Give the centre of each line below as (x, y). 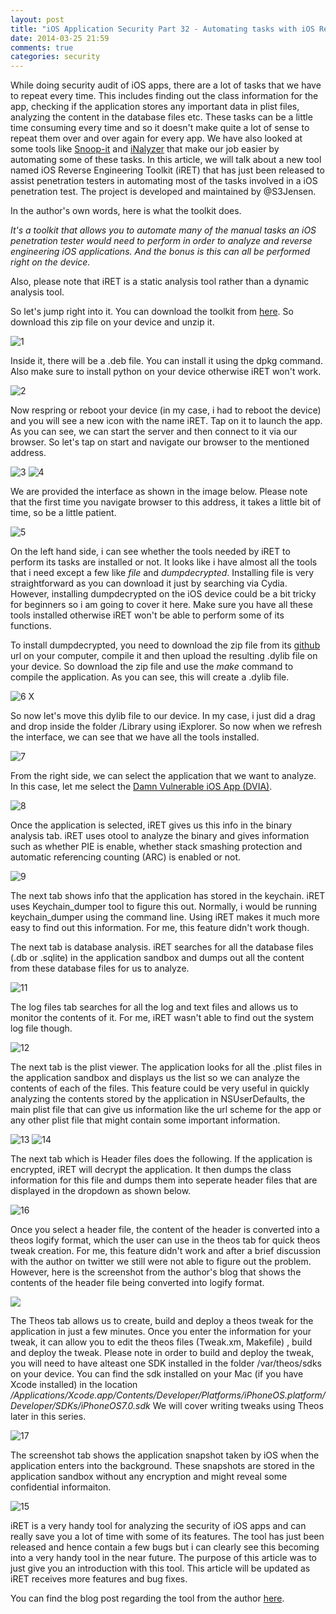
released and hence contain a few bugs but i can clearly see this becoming (165, 1547)
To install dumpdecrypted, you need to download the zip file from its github (165, 645)
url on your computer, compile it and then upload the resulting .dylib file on (164, 656)
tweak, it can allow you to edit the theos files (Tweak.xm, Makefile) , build (161, 1342)
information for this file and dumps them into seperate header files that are (164, 1180)
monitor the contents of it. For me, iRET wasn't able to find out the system (162, 1018)
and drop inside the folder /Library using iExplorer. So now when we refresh (166, 727)
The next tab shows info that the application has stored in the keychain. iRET (168, 896)
